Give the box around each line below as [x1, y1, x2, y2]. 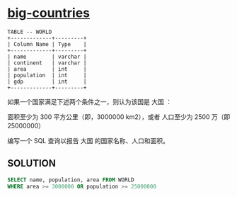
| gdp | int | [7, 78, 87, 85]
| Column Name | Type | [7, 40, 87, 47]
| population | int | [7, 72, 87, 79]
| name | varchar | [7, 53, 87, 60]
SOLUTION [7, 157, 57, 169]
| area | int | [7, 65, 87, 72]
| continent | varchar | [7, 59, 87, 67]
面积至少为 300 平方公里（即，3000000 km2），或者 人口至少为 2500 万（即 [7, 112, 231, 121]
